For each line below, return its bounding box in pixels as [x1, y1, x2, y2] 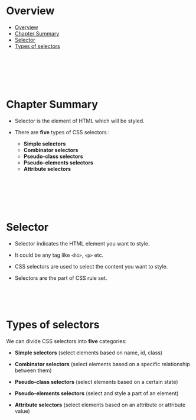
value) [14, 407, 31, 415]
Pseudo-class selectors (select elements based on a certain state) [14, 378, 178, 385]
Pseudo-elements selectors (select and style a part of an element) [14, 389, 179, 397]
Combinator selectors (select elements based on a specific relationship [14, 360, 190, 367]
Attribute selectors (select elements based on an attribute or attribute [14, 401, 186, 408]
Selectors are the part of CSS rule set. [14, 274, 107, 282]
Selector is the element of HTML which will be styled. [14, 117, 145, 124]
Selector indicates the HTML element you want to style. [14, 240, 150, 247]
